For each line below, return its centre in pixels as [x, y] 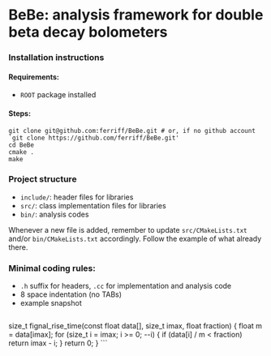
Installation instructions [56, 58]
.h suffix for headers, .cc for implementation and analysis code [126, 286]
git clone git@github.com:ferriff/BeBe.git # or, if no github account [132, 131]
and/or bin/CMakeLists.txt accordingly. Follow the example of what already [135, 238]
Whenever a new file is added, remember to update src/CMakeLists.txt [128, 229]
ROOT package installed [58, 95]
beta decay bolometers [88, 32]
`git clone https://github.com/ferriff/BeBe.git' [94, 138]
